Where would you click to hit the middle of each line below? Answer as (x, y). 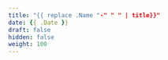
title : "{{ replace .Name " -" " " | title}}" (84, 15)
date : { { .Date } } (38, 23)
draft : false (30, 30)
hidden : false (32, 37)
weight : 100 (28, 44)
